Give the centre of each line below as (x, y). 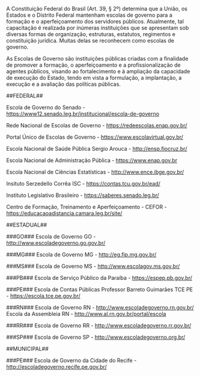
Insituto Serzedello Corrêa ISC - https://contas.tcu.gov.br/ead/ (83, 183)
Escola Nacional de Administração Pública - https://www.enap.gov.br (92, 160)
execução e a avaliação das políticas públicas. (64, 84)
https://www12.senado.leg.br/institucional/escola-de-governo (83, 114)
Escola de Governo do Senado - (46, 107)
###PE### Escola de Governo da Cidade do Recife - (71, 360)
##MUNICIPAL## (28, 349)
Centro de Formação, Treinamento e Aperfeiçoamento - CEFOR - (86, 207)
